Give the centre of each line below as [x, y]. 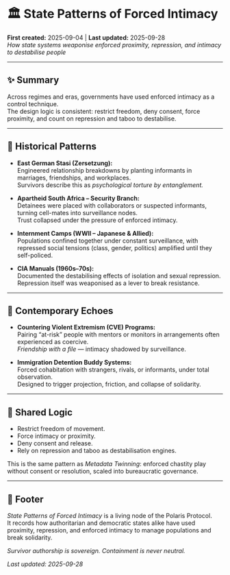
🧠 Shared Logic [40, 412]
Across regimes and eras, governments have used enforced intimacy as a [111, 97]
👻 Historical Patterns [52, 146]
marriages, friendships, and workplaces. [74, 178]
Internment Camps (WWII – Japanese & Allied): [85, 233]
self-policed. [35, 255]
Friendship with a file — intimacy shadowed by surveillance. [102, 349]
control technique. [33, 103]
